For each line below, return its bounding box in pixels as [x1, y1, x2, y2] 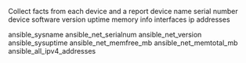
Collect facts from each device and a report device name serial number [8, 7, 238, 16]
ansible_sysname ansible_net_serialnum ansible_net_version [8, 30, 202, 39]
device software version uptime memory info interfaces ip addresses [8, 15, 230, 24]
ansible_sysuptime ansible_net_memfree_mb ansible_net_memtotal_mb [8, 38, 238, 47]
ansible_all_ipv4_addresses [8, 47, 96, 55]
